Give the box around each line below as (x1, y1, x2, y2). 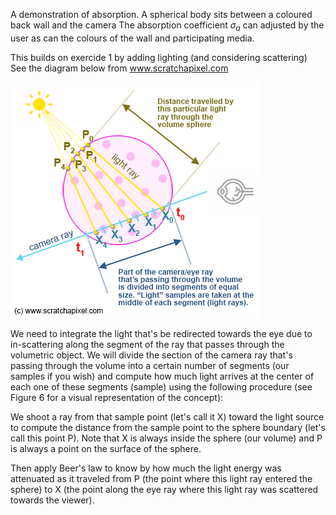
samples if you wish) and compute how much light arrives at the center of (10, 370, 315, 382)
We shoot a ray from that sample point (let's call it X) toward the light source (10, 410, 325, 423)
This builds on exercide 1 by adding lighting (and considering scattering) (10, 51, 308, 63)
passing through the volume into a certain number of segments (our (10, 359, 290, 371)
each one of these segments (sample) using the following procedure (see (10, 380, 313, 393)
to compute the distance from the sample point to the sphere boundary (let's (10, 421, 326, 433)
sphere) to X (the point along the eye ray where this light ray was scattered (10, 483, 319, 495)
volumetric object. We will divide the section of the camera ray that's (10, 349, 293, 361)
